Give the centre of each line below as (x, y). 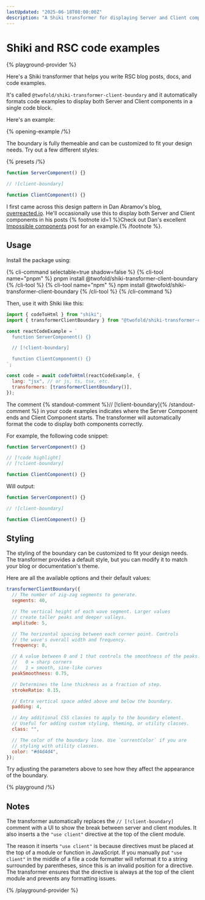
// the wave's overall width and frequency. (69, 640)
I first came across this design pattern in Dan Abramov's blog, (84, 207)
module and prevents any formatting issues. (62, 879)
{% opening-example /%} (39, 131)
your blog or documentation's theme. (53, 566)
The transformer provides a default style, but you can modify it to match (97, 560)
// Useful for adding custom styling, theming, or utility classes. (101, 724)
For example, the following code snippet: (57, 436)
